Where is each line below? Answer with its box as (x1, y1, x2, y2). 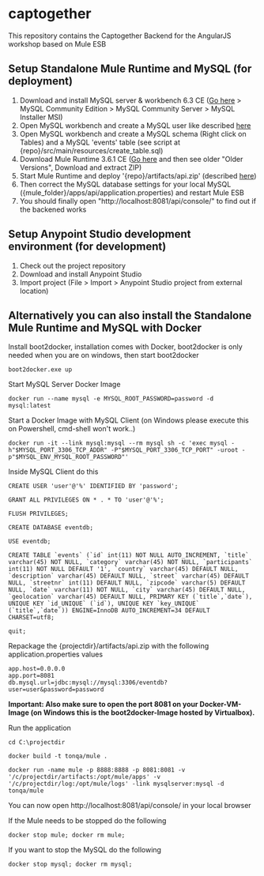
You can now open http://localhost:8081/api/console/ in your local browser (8, 801, 251, 810)
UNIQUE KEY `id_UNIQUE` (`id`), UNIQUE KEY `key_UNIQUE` (8, 600, 200, 608)
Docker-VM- (199, 700, 242, 709)
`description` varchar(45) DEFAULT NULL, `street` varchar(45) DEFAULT (8, 572, 249, 581)
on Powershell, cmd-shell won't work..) (8, 424, 136, 434)
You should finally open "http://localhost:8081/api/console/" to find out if (19, 196, 257, 205)
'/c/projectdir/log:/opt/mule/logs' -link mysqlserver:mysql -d (8, 780, 224, 788)
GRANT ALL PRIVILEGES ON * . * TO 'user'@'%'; (8, 496, 164, 504)
